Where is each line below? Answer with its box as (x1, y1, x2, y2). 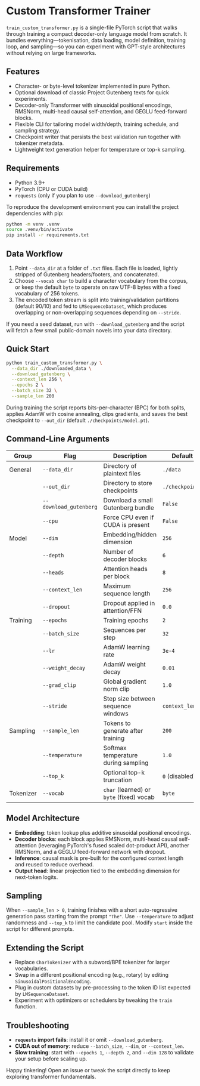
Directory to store (103, 479, 153, 487)
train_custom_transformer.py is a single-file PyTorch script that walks (6, 24, 177, 31)
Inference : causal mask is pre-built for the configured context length (14, 854, 184, 862)
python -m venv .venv (6, 221, 60, 227)
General (9, 465, 32, 474)
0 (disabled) (162, 772, 196, 780)
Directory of (103, 461, 137, 470)
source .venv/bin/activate (6, 227, 73, 233)
